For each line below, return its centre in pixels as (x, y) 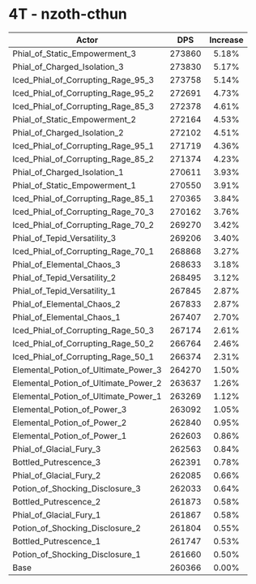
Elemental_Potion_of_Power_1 (70, 436)
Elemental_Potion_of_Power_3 (70, 409)
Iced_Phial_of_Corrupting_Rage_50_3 (83, 330)
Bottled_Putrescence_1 (57, 541)
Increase (227, 40)
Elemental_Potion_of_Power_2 (70, 423)
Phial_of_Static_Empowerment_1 (74, 185)
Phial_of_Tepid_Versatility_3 (64, 238)
